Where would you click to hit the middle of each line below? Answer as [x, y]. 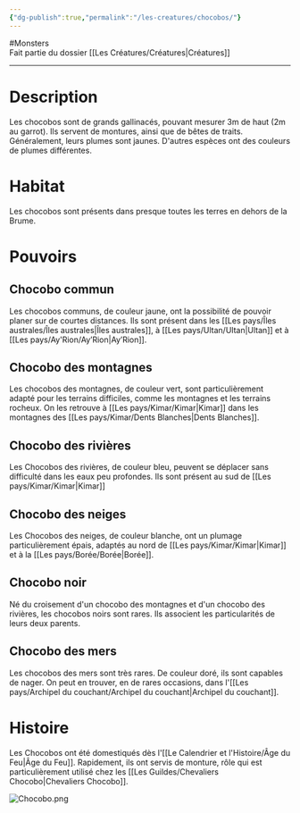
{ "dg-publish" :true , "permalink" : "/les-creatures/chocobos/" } [125, 17]
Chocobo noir [48, 583]
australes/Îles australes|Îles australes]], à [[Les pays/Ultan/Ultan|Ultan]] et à [149, 330]
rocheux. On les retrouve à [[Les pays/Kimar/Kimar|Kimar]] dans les [134, 408]
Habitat [37, 186]
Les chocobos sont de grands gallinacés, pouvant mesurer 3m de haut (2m [147, 122]
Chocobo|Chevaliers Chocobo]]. [69, 781]
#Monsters [29, 43]
